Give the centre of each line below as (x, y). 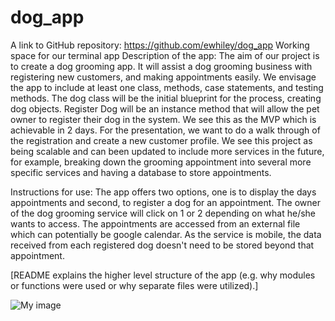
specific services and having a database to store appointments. (141, 172)
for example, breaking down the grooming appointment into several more (161, 162)
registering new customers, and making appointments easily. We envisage (163, 77)
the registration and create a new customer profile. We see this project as (161, 140)
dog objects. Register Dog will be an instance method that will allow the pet (165, 108)
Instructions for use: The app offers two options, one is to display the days (163, 192)
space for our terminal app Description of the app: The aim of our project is (165, 55)
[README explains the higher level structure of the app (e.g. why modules (163, 275)
